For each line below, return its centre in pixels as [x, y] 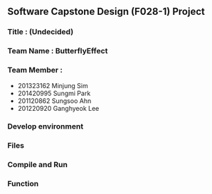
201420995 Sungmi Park [54, 93]
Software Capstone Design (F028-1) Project [106, 12]
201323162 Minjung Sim [53, 85]
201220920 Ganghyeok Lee [58, 108]
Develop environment [46, 126]
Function [23, 184]
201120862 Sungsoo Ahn [54, 101]
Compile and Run [37, 165]
